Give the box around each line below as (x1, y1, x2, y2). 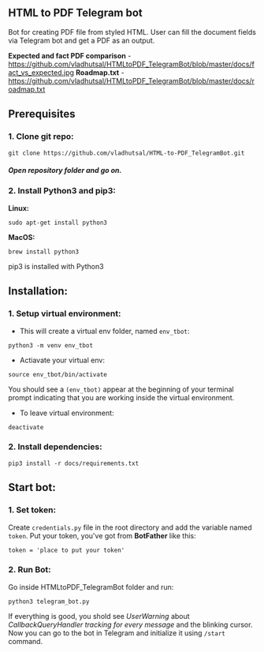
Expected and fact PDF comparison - (8, 51, 132, 60)
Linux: (8, 203, 29, 212)
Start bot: (8, 481, 57, 494)
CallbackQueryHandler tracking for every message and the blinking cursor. (8, 620, 253, 629)
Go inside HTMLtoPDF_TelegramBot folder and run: (8, 582, 174, 591)
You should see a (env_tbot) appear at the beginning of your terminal (8, 384, 234, 394)
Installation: (8, 284, 69, 298)
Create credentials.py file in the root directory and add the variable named (8, 523, 252, 532)
